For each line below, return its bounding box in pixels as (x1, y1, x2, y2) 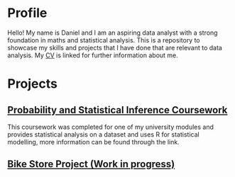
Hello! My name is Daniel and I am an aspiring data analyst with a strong (7, 28, 218, 37)
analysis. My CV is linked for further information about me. (7, 51, 179, 59)
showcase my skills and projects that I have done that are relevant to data (7, 43, 222, 52)
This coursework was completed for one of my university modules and (7, 122, 214, 131)
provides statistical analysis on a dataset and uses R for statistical (7, 130, 200, 139)
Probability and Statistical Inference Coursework (7, 104, 228, 116)
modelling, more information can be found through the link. (7, 137, 180, 146)
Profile (7, 5, 48, 21)
